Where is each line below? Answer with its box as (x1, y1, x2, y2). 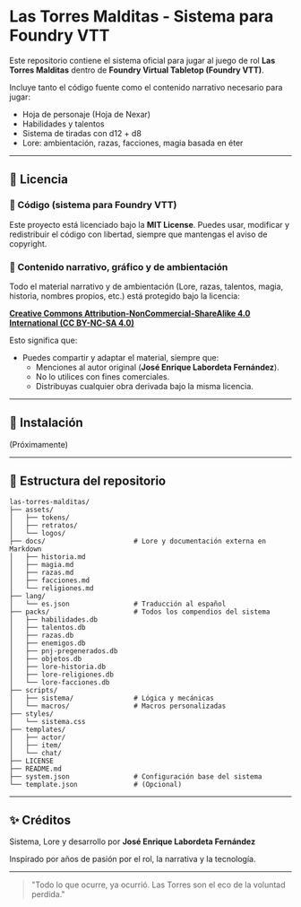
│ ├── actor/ (9, 733, 66, 742)
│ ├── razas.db (9, 631, 74, 640)
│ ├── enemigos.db (9, 639, 87, 648)
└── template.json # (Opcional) (9, 780, 182, 789)
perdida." (30, 889, 65, 900)
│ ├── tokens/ (9, 513, 70, 522)
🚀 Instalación (9, 415, 83, 431)
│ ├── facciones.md (9, 576, 90, 585)
